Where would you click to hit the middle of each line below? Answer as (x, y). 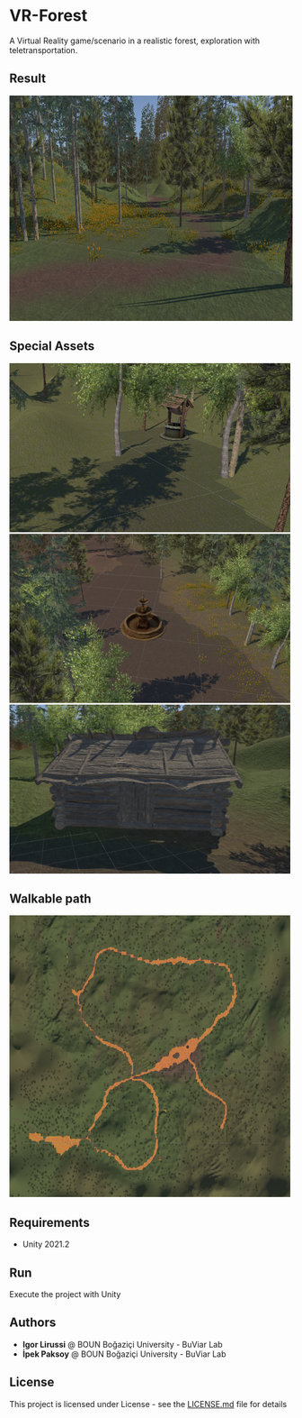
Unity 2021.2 (46, 1244)
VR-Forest (49, 16)
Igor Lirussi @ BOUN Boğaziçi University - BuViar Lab (122, 1344)
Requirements (49, 1222)
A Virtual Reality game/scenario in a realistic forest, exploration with (135, 41)
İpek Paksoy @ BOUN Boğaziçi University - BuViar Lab (124, 1354)
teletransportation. (44, 50)
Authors (33, 1323)
